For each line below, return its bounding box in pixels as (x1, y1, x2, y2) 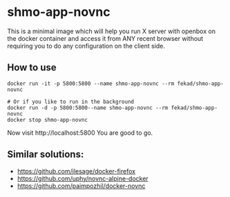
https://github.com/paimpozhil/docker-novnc (17, 181, 146, 190)
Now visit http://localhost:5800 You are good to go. (7, 129, 153, 137)
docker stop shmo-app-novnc (7, 116, 88, 123)
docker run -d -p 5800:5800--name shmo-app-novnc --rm (7, 104, 169, 111)
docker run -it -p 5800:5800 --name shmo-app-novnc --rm (7, 80, 175, 87)
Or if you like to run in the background (13, 98, 135, 105)
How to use (7, 62, 57, 73)
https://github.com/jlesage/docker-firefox (17, 167, 136, 175)
